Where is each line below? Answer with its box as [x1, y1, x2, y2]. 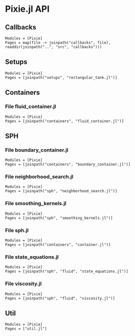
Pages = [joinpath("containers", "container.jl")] [5, 242, 111, 247]
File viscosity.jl [5, 281, 42, 287]
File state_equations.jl [5, 254, 59, 260]
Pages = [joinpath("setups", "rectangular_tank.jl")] [5, 75, 118, 80]
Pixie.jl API [5, 3, 50, 15]
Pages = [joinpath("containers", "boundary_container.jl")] [5, 162, 131, 167]
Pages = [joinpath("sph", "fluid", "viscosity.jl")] [5, 296, 115, 301]
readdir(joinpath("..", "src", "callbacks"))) [5, 45, 102, 50]
